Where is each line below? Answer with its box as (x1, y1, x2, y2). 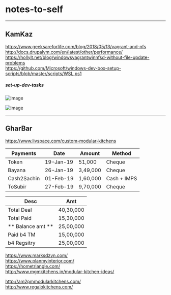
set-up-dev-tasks (5, 82, 44, 88)
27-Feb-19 (45, 183, 74, 190)
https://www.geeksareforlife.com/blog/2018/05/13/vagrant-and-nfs (5, 43, 147, 49)
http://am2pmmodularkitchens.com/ (5, 278, 81, 284)
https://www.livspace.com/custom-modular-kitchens (5, 138, 117, 144)
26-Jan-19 (45, 167, 74, 174)
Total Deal (8, 206, 32, 213)
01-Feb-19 (45, 175, 74, 182)
